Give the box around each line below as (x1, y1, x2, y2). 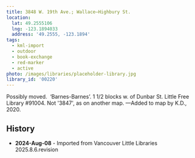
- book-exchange (11, 54, 53, 60)
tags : (6, 37, 20, 43)
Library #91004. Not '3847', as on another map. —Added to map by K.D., (6, 99, 187, 107)
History (6, 123, 35, 134)
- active (11, 65, 34, 71)
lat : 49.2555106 (11, 20, 53, 26)
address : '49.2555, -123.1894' (11, 31, 91, 38)
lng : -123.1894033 (11, 25, 59, 32)
